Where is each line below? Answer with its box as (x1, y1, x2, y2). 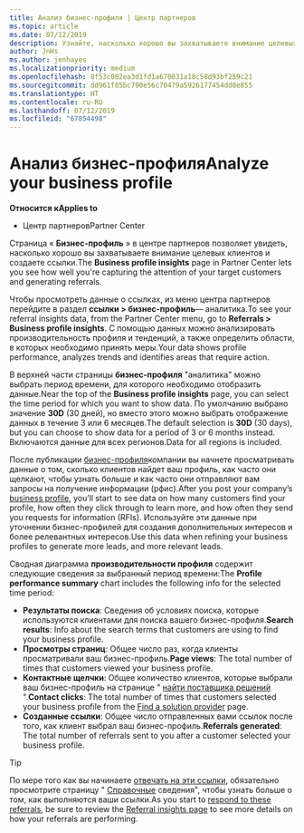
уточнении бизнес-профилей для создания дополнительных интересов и (9, 522, 293, 533)
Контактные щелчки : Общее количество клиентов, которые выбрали (22, 673, 293, 683)
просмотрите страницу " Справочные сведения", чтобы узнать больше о (9, 785, 292, 796)
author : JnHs (9, 47, 59, 56)
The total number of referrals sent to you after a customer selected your (22, 731, 291, 741)
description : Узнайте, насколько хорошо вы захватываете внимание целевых (9, 38, 298, 48)
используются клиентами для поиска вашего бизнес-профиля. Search (22, 615, 294, 625)
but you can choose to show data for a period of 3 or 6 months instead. (9, 427, 276, 438)
